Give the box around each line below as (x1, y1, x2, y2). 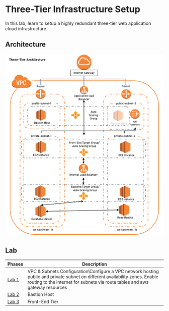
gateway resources (27, 284, 67, 291)
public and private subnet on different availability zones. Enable (27, 274, 158, 280)
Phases (7, 261, 24, 267)
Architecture (5, 40, 46, 49)
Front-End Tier (27, 298, 59, 304)
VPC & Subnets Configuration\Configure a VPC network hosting (27, 269, 159, 275)
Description (82, 261, 107, 267)
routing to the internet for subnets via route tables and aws (27, 279, 149, 285)
